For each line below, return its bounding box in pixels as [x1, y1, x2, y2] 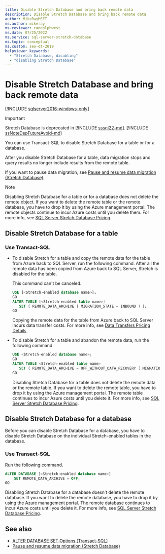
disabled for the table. [12, 271, 57, 277]
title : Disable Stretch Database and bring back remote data [5, 7, 133, 12]
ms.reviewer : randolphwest [5, 26, 61, 31]
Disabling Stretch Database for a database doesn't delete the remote [5, 489, 144, 495]
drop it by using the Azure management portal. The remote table [12, 390, 143, 396]
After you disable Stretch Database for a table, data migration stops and [5, 155, 151, 160]
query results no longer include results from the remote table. [5, 160, 130, 166]
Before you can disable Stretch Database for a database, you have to [5, 428, 145, 434]
